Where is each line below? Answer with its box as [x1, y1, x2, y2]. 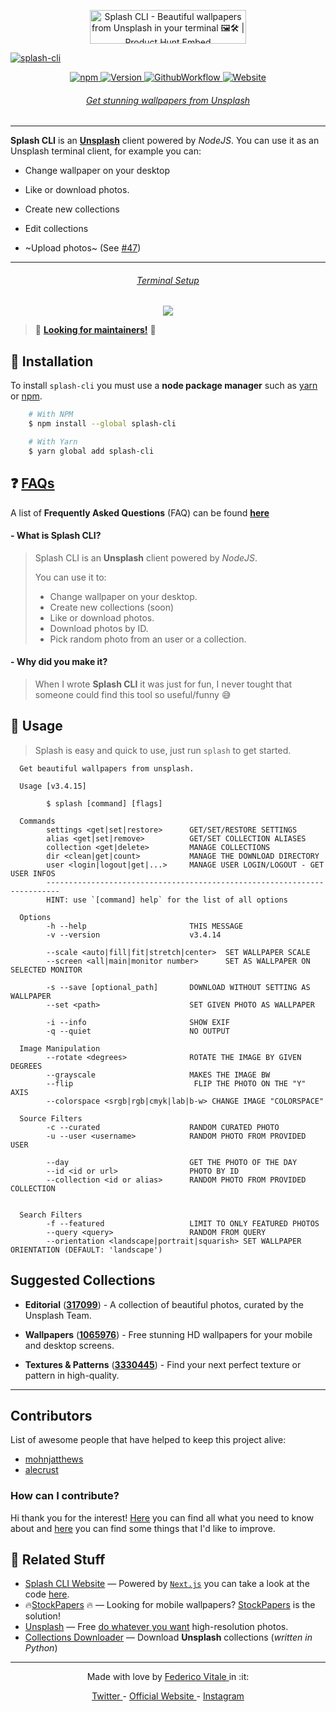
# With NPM [28, 410, 74, 420]
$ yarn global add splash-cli [28, 446, 155, 456]
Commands [19, 816, 56, 826]
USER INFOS [10, 868, 56, 879]
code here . [24, 1588, 70, 1600]
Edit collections [24, 223, 89, 235]
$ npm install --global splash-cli [28, 419, 177, 429]
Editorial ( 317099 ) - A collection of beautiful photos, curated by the [24, 1298, 304, 1310]
